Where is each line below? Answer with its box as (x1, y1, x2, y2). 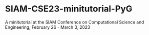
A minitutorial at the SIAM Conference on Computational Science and (5, 19, 144, 25)
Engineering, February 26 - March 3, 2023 (5, 24, 90, 30)
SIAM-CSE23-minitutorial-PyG (5, 3, 133, 14)
